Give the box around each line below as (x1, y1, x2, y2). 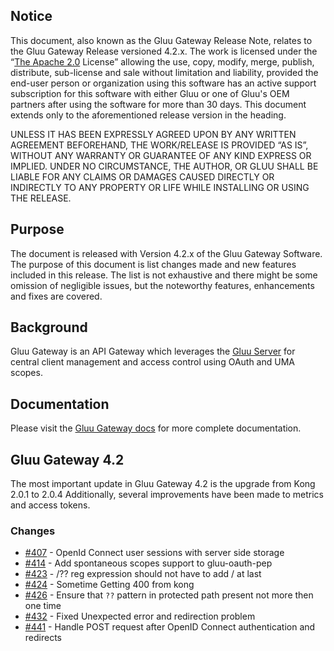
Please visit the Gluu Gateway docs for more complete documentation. (10, 422, 302, 434)
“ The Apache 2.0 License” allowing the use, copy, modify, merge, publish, (10, 55, 315, 68)
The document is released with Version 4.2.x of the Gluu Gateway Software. (10, 247, 323, 259)
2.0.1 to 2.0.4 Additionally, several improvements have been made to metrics (10, 489, 324, 501)
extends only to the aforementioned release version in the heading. (10, 109, 287, 121)
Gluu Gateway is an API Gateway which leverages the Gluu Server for (10, 345, 296, 358)
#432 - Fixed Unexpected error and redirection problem (24, 610, 256, 623)
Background (10, 319, 88, 336)
